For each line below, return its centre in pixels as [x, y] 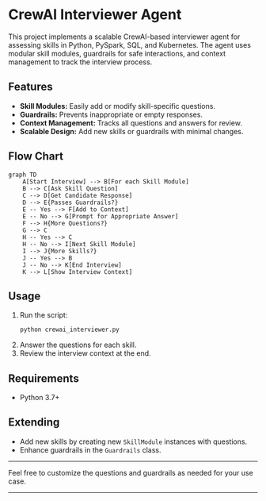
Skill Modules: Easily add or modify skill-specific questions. [118, 106]
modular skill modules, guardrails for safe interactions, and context [117, 53]
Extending [34, 422]
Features [30, 87]
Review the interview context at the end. [85, 353]
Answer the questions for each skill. [78, 345]
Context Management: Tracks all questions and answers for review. [131, 123]
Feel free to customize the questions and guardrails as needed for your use [131, 472]
